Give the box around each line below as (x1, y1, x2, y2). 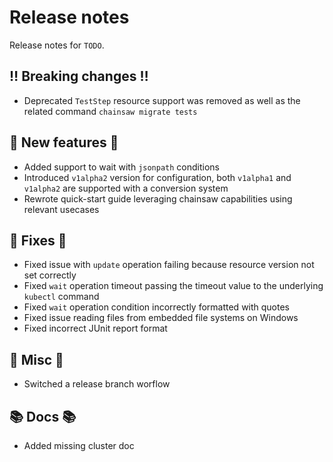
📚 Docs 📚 (9, 408, 77, 425)
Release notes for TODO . (9, 39, 105, 51)
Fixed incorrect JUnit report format (23, 322, 168, 335)
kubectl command (23, 291, 100, 303)
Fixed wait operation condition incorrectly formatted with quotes (23, 301, 291, 313)
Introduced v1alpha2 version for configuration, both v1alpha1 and (23, 171, 292, 183)
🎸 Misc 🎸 (9, 351, 64, 368)
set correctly (23, 269, 77, 281)
